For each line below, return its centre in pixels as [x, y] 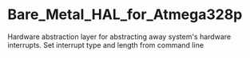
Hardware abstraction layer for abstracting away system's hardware [119, 37]
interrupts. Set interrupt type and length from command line [106, 44]
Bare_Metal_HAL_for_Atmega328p [125, 15]
